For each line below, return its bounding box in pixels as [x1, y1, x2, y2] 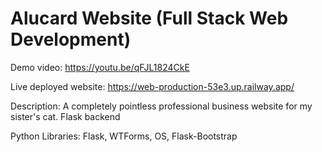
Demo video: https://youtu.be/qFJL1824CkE [10, 61, 190, 73]
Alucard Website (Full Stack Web [10, 7, 289, 30]
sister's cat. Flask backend [10, 110, 121, 122]
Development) [10, 28, 132, 51]
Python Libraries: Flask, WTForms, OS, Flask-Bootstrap [10, 130, 238, 142]
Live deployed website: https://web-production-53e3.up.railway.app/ [10, 80, 295, 92]
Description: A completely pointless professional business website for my [10, 100, 313, 112]
